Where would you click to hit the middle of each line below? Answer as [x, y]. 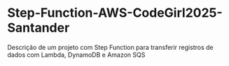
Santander [39, 28]
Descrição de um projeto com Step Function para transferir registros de [110, 47]
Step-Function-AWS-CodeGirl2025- [115, 13]
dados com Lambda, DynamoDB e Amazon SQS [76, 55]
